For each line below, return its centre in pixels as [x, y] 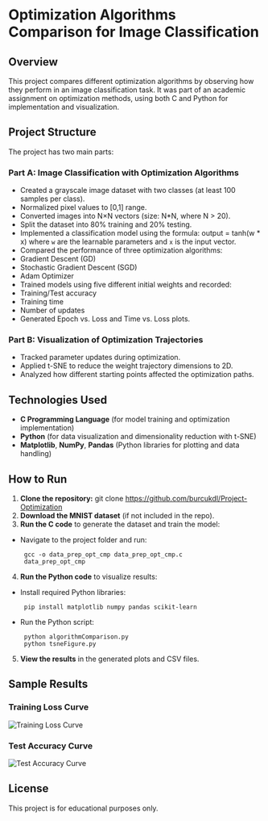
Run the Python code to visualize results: [89, 577]
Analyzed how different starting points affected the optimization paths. [137, 375]
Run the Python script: [57, 622]
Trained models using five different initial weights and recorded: [126, 285]
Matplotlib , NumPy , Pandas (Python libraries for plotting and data [130, 445]
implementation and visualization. [64, 107]
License [29, 789]
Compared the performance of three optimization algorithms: [121, 250]
